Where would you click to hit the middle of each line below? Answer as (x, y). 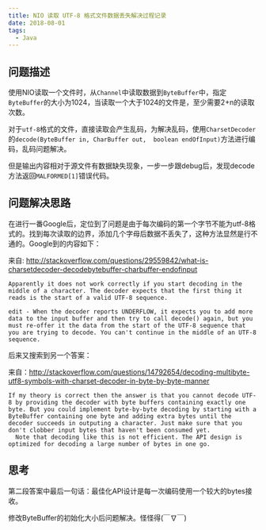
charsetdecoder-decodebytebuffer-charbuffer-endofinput (103, 269)
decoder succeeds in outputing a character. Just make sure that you (125, 423)
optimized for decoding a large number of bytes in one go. (110, 444)
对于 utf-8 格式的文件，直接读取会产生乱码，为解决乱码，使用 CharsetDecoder (132, 129)
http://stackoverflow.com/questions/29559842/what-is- (117, 260)
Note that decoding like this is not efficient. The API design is (129, 437)
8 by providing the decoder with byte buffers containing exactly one (127, 402)
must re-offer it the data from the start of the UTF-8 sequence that (127, 325)
